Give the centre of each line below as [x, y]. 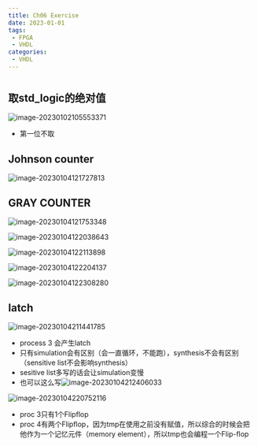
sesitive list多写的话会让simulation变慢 [81, 372]
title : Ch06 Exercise [44, 15]
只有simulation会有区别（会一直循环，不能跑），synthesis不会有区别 [129, 352]
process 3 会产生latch [55, 343]
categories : [28, 52]
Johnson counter [51, 159]
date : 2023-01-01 [37, 23]
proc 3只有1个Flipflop [54, 414]
